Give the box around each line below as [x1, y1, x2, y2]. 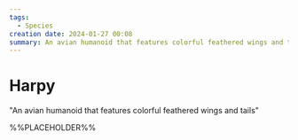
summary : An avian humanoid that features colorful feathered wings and [9, 37, 284, 47]
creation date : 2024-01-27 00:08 [9, 29, 133, 38]
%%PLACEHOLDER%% [9, 122, 97, 133]
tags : [9, 12, 29, 22]
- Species [17, 21, 53, 30]
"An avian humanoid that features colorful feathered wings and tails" [9, 105, 260, 116]
